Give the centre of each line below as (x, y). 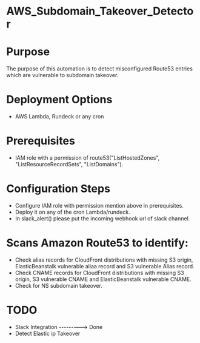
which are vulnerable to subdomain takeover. (62, 75)
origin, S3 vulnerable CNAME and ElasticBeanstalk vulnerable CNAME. (103, 279)
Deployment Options (59, 100)
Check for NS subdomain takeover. (59, 285)
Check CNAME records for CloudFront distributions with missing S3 (99, 273)
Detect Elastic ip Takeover (48, 333)
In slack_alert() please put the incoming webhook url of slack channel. (102, 218)
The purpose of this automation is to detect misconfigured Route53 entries (99, 69)
